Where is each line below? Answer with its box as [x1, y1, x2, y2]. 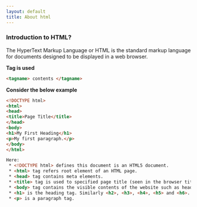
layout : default [6, 8, 46, 15]
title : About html [6, 14, 51, 20]
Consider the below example [6, 86, 77, 93]
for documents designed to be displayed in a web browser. [6, 53, 148, 60]
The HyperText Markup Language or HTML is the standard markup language [6, 46, 191, 53]
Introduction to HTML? [6, 33, 72, 42]
